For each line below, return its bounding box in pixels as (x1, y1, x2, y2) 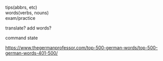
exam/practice (5, 15, 36, 21)
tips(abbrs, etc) (5, 5, 38, 10)
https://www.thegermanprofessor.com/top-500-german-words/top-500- (5, 45, 158, 50)
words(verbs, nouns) (5, 10, 49, 16)
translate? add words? (5, 25, 52, 31)
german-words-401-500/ (5, 50, 58, 56)
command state (5, 35, 38, 41)
